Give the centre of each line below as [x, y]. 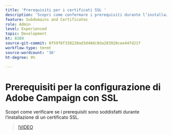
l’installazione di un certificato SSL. [42, 117]
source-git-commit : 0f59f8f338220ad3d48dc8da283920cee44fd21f [73, 43]
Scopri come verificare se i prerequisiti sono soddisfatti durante [72, 112]
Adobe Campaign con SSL [62, 98]
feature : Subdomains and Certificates [47, 19]
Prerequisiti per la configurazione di [83, 87]
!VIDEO [25, 127]
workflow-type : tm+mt [28, 48]
